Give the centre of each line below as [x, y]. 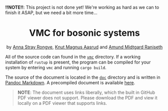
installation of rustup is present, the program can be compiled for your [78, 62]
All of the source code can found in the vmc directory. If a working [73, 57]
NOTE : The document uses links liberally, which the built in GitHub [86, 92]
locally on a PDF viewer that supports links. [62, 103]
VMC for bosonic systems [85, 33]
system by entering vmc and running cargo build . [56, 67]
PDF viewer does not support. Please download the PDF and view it [87, 97]
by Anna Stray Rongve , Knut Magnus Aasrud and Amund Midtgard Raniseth [85, 47]
